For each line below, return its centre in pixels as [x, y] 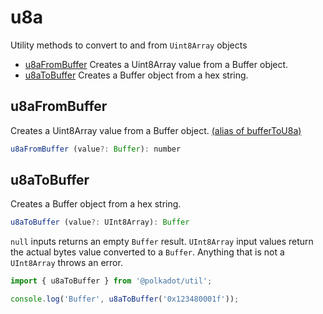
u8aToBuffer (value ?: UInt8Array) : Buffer [100, 222]
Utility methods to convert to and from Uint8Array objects [129, 45]
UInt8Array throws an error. [66, 263]
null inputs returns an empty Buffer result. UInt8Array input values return [162, 242]
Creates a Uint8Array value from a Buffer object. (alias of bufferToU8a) [156, 130]
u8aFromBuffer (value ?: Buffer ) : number [96, 149]
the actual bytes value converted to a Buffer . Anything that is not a [147, 252]
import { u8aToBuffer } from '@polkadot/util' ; [111, 281]
